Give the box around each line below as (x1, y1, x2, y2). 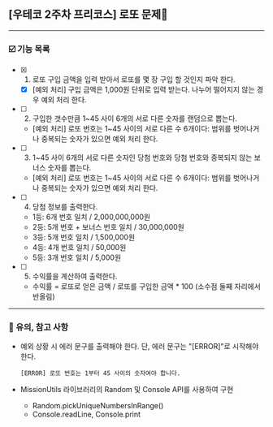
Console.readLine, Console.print (32, 409, 141, 420)
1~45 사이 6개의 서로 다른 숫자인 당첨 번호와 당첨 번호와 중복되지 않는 (32, 153, 253, 162)
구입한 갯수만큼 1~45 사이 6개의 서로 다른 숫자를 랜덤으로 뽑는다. (32, 114, 238, 123)
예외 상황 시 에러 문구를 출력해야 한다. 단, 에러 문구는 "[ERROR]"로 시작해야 (19, 342, 259, 352)
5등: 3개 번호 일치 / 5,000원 (32, 252, 122, 262)
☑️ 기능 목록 (8, 43, 50, 54)
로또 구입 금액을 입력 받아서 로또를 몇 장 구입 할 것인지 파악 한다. (32, 75, 236, 84)
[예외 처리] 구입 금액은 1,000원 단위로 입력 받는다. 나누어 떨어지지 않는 (32, 84, 255, 95)
